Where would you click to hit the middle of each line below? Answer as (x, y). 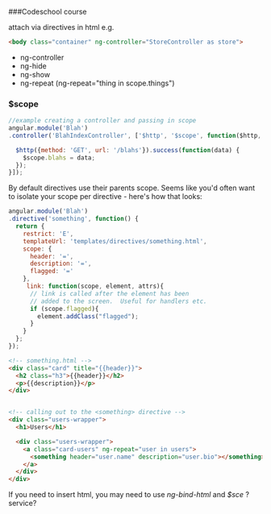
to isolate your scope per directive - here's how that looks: (106, 197)
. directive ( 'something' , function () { (73, 219)
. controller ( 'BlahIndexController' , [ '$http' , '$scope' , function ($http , (135, 135)
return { (30, 226)
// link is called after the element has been (109, 293)
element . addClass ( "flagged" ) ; (88, 316)
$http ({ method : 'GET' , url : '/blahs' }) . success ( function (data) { (128, 150)
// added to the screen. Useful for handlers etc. (118, 301)
